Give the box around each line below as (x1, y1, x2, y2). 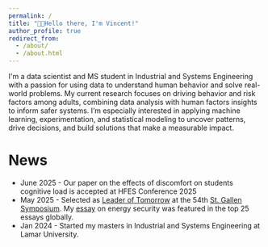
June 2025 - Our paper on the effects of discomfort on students (19, 178, 234, 187)
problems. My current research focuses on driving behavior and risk (28, 89, 256, 98)
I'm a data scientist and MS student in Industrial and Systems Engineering (8, 72, 253, 81)
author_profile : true (8, 27, 82, 35)
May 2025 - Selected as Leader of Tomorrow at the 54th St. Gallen (19, 195, 242, 204)
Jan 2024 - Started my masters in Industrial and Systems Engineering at (19, 220, 261, 230)
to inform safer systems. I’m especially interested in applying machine (8, 106, 241, 115)
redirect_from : (8, 34, 60, 43)
